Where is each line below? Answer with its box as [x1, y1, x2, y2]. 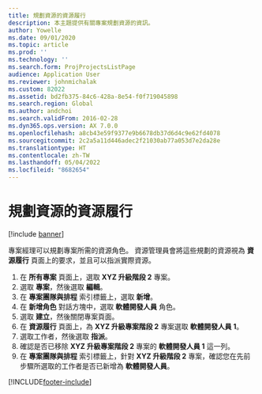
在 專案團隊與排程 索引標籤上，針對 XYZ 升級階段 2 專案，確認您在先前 [19, 351, 251, 361]
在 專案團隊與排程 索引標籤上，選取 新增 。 [19, 292, 158, 301]
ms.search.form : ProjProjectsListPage [8, 63, 136, 71]
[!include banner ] [8, 229, 65, 238]
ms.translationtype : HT [8, 144, 87, 152]
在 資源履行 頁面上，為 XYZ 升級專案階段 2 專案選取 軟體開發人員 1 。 [19, 321, 244, 331]
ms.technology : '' [8, 56, 69, 64]
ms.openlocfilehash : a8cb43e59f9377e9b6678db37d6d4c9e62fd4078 [8, 129, 221, 137]
